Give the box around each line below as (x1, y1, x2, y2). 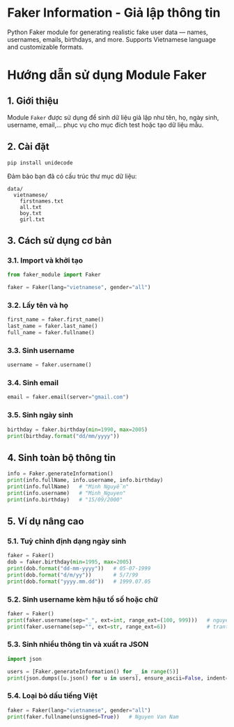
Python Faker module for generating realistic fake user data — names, (7, 28, 208, 36)
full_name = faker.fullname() (7, 329, 95, 336)
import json (7, 655, 42, 662)
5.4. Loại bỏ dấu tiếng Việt (7, 691, 97, 701)
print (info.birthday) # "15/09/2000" (7, 496, 123, 503)
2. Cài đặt (7, 141, 50, 153)
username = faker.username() (7, 361, 92, 368)
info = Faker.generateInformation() (7, 470, 114, 478)
